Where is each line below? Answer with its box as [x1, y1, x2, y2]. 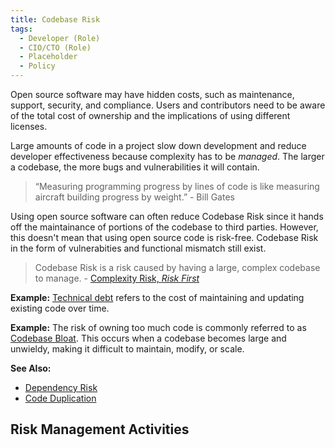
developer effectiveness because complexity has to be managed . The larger [10, 151, 325, 162]
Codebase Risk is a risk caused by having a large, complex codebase [34, 262, 321, 273]
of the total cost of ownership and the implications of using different [10, 110, 291, 121]
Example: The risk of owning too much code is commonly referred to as [10, 322, 307, 333]
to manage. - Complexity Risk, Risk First [34, 272, 200, 284]
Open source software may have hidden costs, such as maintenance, [10, 89, 295, 100]
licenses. [10, 121, 48, 132]
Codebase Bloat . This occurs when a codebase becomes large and [10, 332, 287, 344]
